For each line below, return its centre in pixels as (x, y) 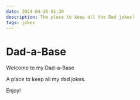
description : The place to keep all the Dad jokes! (70, 17)
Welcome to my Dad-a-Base (40, 68)
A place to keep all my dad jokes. (46, 79)
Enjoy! (14, 91)
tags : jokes (21, 22)
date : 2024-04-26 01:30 (35, 11)
